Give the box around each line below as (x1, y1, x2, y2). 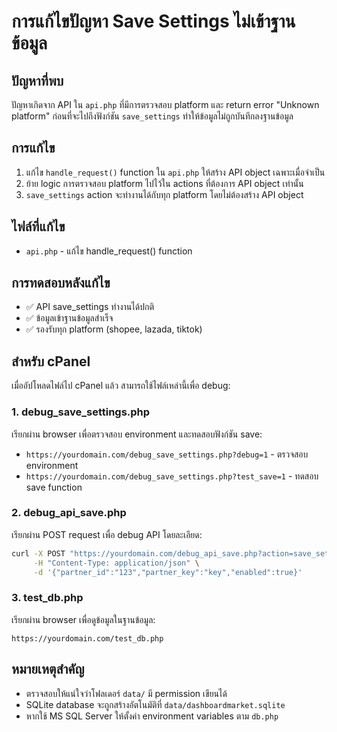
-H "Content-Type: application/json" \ (33, 558, 200, 568)
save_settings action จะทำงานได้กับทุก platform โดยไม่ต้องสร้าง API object (25, 188, 304, 200)
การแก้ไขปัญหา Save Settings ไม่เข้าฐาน (11, 10, 296, 33)
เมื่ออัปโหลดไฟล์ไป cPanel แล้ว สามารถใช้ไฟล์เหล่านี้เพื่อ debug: (11, 380, 231, 392)
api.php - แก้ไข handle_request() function (25, 245, 193, 257)
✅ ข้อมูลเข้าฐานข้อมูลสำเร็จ (25, 312, 114, 324)
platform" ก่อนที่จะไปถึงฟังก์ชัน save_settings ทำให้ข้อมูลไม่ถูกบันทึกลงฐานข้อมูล (11, 110, 294, 122)
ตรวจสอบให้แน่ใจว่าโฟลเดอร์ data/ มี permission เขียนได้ (25, 687, 228, 699)
